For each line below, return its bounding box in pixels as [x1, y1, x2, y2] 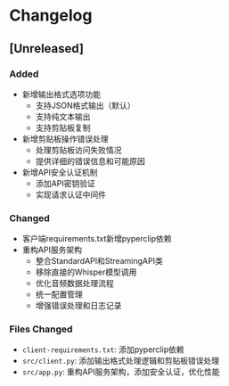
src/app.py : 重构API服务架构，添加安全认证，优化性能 [21, 366, 220, 377]
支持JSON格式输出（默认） [35, 100, 135, 111]
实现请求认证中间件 [35, 189, 107, 200]
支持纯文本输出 [35, 111, 91, 121]
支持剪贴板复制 [35, 122, 91, 133]
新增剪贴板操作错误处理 [21, 133, 109, 144]
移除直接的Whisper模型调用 [35, 267, 137, 277]
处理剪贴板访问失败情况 [35, 144, 122, 155]
